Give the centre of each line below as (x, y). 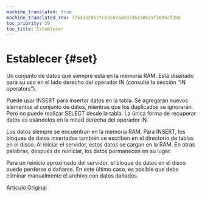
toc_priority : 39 (28, 23)
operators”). (22, 89)
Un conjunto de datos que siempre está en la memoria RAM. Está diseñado (100, 76)
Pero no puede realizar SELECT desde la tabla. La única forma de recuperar (101, 114)
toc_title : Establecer (35, 29)
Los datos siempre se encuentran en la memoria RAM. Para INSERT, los (96, 132)
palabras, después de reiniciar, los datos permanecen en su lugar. (89, 151)
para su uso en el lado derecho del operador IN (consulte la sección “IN (96, 82)
